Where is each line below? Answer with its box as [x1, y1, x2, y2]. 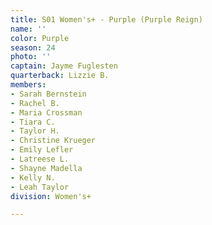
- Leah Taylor [10, 182, 70, 192]
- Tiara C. [10, 117, 56, 127]
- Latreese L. [10, 154, 70, 164]
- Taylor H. [10, 126, 60, 136]
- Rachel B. [10, 98, 60, 108]
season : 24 [10, 42, 56, 53]
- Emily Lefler [10, 145, 74, 155]
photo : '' [10, 52, 52, 62]
